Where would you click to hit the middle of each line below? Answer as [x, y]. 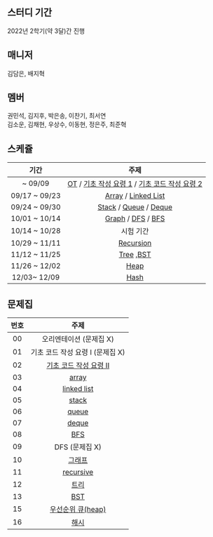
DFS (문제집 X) [78, 447]
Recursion [135, 243]
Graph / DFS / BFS [135, 218]
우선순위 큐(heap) [78, 510]
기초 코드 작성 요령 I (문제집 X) [78, 352]
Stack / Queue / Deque [135, 207]
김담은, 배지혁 [26, 73]
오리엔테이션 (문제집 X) [78, 339]
